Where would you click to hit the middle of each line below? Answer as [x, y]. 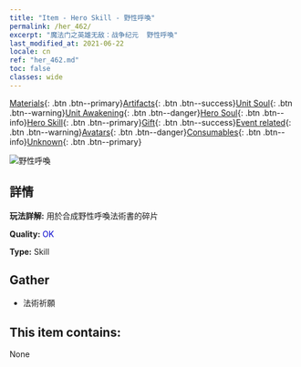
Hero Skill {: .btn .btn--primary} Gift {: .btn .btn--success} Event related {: [159, 122]
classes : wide [36, 77]
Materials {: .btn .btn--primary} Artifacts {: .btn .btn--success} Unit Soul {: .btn [151, 103]
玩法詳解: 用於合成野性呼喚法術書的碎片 [84, 216]
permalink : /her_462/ [51, 26]
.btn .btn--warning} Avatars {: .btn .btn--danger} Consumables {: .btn [135, 132]
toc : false [30, 69]
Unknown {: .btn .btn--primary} [84, 141]
